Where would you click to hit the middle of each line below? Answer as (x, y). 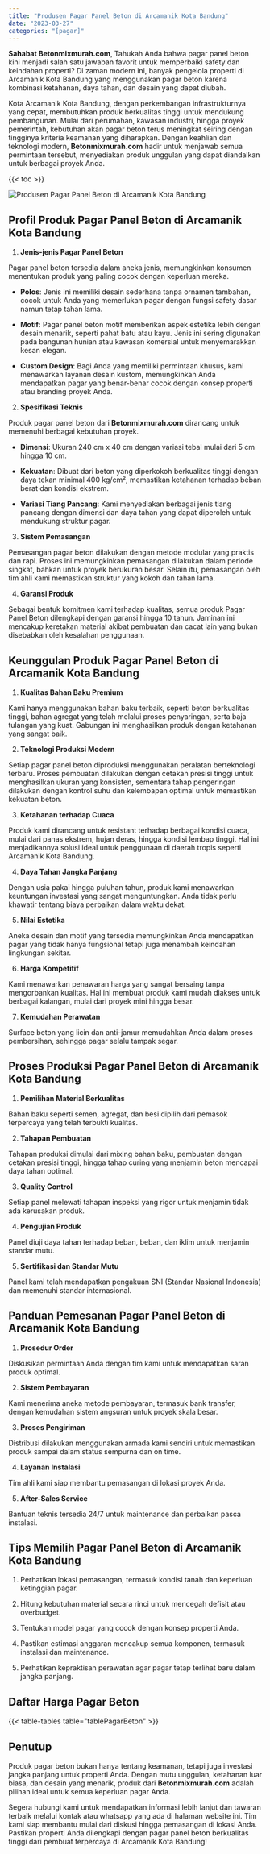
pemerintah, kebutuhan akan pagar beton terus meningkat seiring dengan (131, 129)
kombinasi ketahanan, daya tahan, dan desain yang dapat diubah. (117, 88)
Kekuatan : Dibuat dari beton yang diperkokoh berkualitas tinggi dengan (139, 472)
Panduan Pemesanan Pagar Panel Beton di (117, 1316)
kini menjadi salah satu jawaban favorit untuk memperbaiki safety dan (124, 62)
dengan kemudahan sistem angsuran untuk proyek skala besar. (113, 1411)
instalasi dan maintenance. (64, 1652)
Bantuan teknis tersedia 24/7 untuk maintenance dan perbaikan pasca (125, 1514)
